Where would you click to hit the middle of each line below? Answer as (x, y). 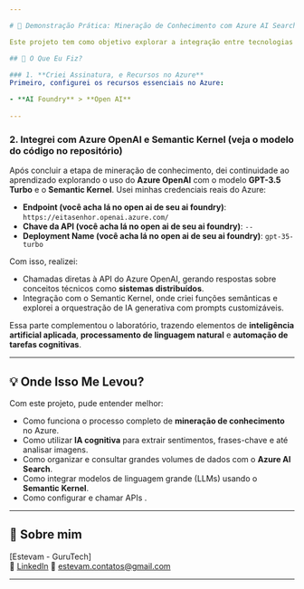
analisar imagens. (55, 450)
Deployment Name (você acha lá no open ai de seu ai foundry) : (143, 236)
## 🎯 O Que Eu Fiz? (46, 58)
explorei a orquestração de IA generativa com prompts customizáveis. (153, 308)
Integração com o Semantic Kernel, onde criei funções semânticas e (150, 299)
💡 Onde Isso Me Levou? (77, 381)
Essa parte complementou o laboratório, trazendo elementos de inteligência (152, 326)
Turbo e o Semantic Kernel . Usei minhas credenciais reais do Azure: (138, 190)
